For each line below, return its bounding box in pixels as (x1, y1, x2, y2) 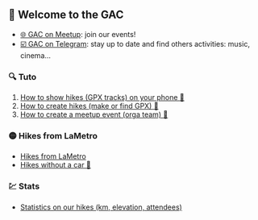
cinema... (19, 50, 51, 60)
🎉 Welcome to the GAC (8, 8, 124, 22)
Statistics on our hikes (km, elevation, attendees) (19, 202, 183, 212)
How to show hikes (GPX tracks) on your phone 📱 (19, 93, 185, 102)
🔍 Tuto (8, 71, 37, 82)
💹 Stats (8, 181, 40, 192)
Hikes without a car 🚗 (19, 160, 91, 170)
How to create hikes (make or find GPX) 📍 (19, 102, 159, 111)
